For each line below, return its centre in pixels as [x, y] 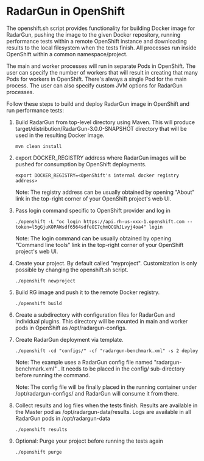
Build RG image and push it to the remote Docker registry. [87, 292]
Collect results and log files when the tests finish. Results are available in [106, 405]
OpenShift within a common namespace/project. [67, 54]
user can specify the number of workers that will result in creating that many [102, 72]
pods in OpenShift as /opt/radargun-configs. [71, 328]
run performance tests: [35, 110]
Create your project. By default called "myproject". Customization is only [106, 263]
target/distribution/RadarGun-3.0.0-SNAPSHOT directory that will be [101, 128]
